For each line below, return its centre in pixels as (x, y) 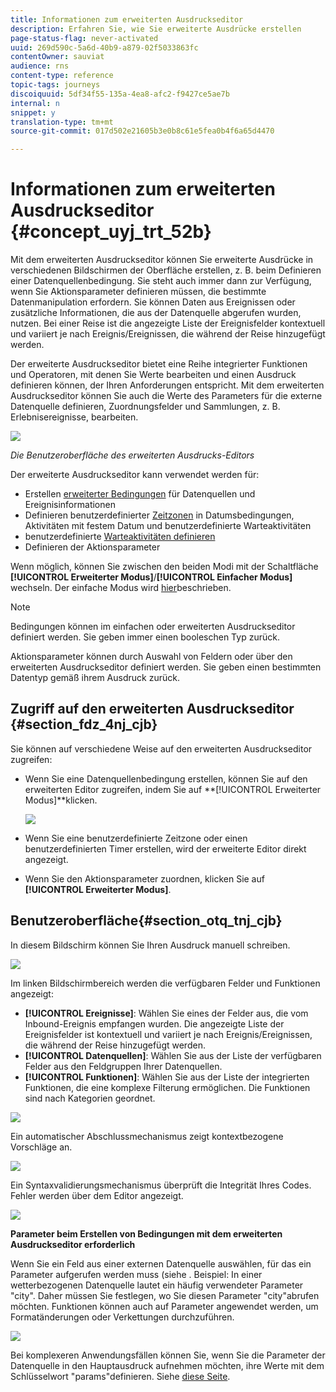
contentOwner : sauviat (57, 57)
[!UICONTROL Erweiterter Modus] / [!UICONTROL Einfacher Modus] (151, 577)
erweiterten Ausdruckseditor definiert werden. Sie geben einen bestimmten (166, 667)
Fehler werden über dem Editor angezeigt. (97, 1195)
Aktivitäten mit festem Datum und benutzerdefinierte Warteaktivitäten (168, 526)
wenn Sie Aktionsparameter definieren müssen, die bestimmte (138, 292)
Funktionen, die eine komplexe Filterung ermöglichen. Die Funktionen (167, 1087)
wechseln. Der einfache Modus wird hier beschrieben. (121, 588)
